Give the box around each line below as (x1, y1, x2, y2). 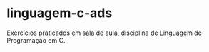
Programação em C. (6, 36, 66, 44)
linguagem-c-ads (6, 5, 113, 21)
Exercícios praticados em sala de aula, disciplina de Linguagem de (6, 28, 203, 37)
